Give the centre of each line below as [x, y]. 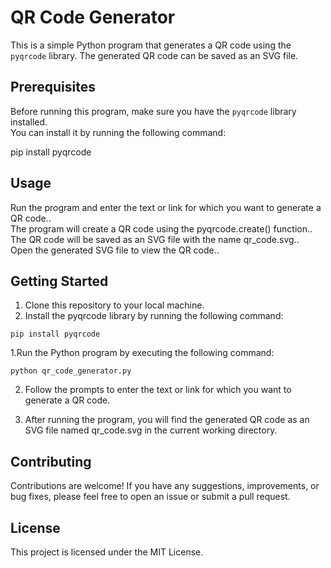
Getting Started [59, 281]
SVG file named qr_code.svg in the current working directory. [151, 430]
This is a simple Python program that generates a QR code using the [151, 45]
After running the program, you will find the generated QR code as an [167, 420]
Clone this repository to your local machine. [114, 305]
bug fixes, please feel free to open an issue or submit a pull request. [150, 497]
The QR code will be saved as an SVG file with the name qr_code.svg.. [155, 239]
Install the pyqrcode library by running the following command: [154, 316]
